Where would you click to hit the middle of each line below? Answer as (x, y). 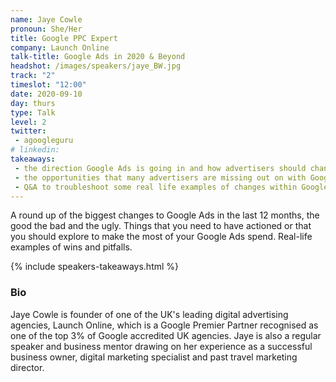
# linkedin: (35, 150)
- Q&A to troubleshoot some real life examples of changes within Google (171, 187)
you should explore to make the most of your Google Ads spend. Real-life (161, 237)
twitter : (28, 131)
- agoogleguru (44, 141)
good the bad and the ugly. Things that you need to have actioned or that (161, 226)
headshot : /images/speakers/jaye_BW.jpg (96, 66)
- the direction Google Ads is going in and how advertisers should (160, 168)
